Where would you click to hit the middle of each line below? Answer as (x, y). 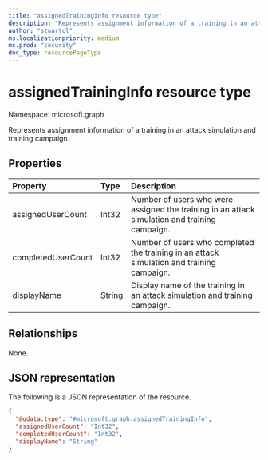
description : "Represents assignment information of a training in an (128, 23)
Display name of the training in (188, 285)
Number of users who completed (193, 242)
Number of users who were (182, 199)
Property (30, 186)
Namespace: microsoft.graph (56, 114)
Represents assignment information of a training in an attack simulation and (132, 129)
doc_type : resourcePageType (55, 53)
